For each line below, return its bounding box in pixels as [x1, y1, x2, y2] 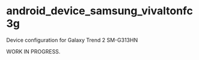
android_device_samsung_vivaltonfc [6, 4, 194, 18]
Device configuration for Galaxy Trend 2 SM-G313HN [6, 36, 138, 43]
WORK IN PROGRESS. [6, 48, 61, 55]
